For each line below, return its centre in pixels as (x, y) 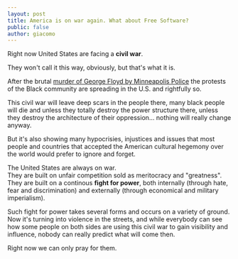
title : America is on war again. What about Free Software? (98, 21)
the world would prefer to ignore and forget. (72, 154)
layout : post (27, 14)
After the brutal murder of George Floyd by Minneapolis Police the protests (117, 82)
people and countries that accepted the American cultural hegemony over (115, 147)
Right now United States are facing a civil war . (75, 54)
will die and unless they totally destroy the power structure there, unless (113, 110)
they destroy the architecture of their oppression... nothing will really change (119, 118)
